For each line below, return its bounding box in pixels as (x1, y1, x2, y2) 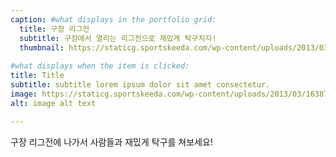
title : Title (10, 71, 65, 81)
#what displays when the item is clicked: (10, 61, 190, 71)
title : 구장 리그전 (19, 24, 90, 34)
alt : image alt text (10, 98, 97, 108)
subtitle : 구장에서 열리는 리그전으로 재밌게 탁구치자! (19, 33, 217, 43)
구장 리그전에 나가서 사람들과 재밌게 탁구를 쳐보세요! (10, 136, 213, 148)
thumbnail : (19, 42, 65, 53)
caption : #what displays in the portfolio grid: (10, 14, 217, 25)
